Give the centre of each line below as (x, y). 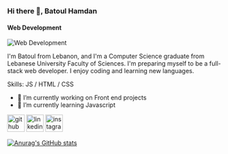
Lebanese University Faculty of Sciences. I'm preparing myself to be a (107, 64)
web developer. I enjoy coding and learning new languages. (109, 71)
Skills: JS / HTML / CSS (41, 84)
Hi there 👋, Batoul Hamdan (52, 11)
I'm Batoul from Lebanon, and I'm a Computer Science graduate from (106, 56)
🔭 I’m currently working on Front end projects (82, 98)
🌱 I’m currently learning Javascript (66, 105)
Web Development (35, 28)
